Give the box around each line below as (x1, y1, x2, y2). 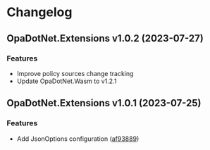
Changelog (6, 4, 73, 20)
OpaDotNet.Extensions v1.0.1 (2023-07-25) (6, 97, 202, 109)
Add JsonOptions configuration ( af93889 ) (16, 135, 140, 143)
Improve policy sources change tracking (16, 69, 134, 77)
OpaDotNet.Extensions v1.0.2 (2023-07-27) (6, 32, 204, 44)
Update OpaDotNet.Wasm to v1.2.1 (16, 77, 117, 85)
